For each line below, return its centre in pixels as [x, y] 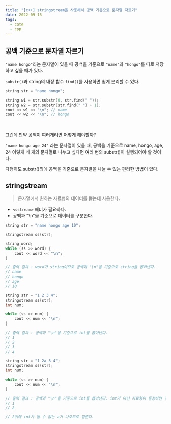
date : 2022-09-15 [24, 15]
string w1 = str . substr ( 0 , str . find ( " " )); [52, 100]
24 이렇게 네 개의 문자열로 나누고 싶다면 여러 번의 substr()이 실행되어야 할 [79, 152]
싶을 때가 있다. [29, 70]
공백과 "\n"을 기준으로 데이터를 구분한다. [53, 216]
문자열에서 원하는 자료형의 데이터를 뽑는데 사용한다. [69, 198]
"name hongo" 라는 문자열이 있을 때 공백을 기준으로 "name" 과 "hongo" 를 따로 [80, 64]
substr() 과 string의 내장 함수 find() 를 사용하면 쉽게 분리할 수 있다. [73, 81]
